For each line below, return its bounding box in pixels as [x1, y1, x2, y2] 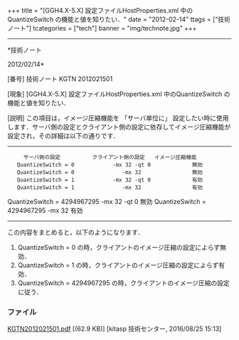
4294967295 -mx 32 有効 [7, 206, 83, 215]
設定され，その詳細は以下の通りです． [7, 132, 119, 140]
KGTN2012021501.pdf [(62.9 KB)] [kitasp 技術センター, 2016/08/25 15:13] [7, 324, 222, 333]
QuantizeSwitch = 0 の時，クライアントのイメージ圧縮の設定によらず [17, 243, 221, 251]
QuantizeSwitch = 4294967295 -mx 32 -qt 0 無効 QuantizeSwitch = [7, 198, 206, 206]
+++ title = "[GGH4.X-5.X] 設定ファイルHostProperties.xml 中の [7, 6, 193, 14]
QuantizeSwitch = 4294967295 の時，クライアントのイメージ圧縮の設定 [17, 279, 230, 287]
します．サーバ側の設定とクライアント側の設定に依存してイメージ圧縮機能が [7, 123, 231, 131]
